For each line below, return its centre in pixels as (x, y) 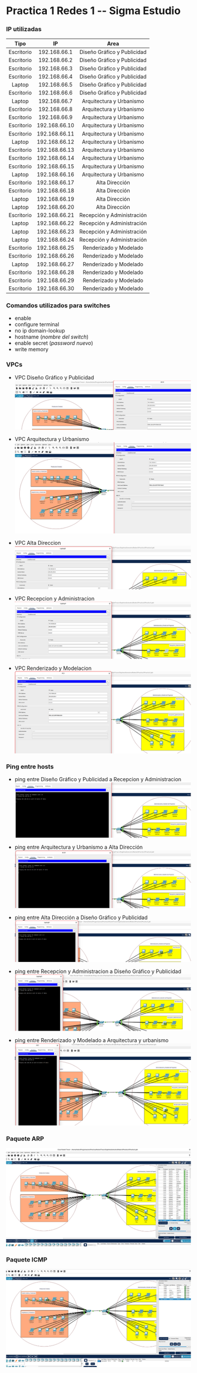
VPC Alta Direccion (38, 543)
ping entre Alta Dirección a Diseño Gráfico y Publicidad (81, 918)
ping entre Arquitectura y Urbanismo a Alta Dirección (79, 847)
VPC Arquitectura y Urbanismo (52, 439)
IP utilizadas (24, 29)
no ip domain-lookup (40, 331)
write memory (31, 350)
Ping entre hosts (30, 767)
